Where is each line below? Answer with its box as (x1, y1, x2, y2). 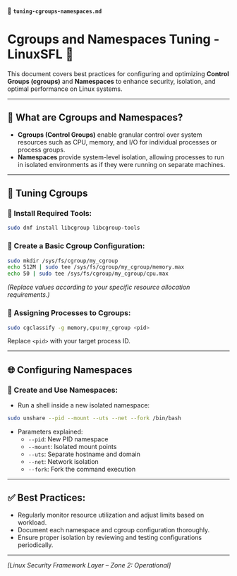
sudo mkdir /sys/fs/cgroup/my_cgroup (7, 257, 119, 264)
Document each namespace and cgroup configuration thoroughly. (17, 525, 210, 534)
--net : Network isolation (28, 457, 99, 465)
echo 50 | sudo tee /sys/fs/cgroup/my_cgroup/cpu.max (7, 270, 169, 278)
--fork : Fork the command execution (28, 465, 136, 473)
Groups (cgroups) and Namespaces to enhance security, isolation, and (7, 77, 217, 85)
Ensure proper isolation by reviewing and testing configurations (17, 533, 202, 541)
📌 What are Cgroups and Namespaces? (7, 111, 183, 123)
